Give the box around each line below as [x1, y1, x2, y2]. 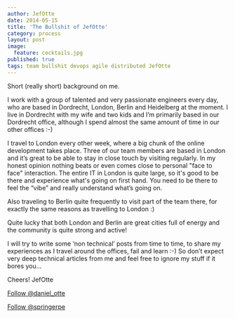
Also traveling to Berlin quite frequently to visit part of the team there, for [7, 197, 217, 206]
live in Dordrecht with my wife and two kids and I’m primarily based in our [7, 110, 220, 119]
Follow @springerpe [7, 303, 65, 311]
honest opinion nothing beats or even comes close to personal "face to [7, 161, 213, 169]
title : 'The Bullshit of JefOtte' [7, 23, 109, 30]
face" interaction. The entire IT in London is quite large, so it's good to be [7, 168, 219, 177]
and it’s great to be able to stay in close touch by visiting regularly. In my [7, 154, 216, 162]
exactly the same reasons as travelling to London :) [7, 204, 155, 213]
